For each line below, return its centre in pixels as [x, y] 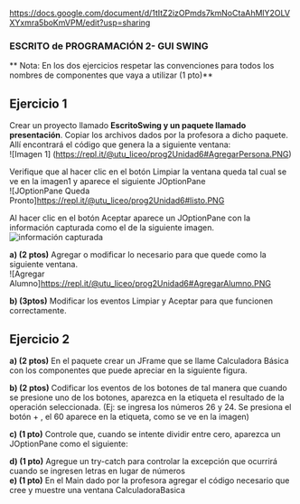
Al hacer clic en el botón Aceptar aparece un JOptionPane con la [130, 218]
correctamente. [38, 311]
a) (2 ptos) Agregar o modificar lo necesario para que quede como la [138, 255]
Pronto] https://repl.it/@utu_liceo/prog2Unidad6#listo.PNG [117, 201]
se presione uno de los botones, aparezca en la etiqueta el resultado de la [147, 397]
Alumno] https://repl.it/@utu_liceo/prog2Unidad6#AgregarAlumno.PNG [140, 284]
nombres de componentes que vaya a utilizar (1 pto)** [111, 75]
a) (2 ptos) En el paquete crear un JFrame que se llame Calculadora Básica [149, 360]
